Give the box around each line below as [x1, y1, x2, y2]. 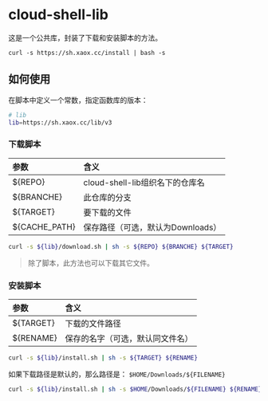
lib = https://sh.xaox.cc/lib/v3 [8, 118, 112, 127]
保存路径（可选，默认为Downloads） [83, 222, 222, 233]
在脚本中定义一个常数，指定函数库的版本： [8, 95, 148, 104]
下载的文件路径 [65, 317, 121, 328]
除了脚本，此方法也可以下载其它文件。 [27, 258, 154, 268]
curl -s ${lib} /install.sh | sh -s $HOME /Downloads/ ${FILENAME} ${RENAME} [8, 385, 262, 393]
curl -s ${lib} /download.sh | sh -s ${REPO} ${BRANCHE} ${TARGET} [8, 242, 234, 250]
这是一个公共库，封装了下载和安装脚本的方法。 [8, 33, 162, 42]
